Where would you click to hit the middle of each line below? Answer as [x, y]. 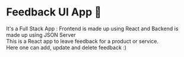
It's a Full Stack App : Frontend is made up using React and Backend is [92, 28]
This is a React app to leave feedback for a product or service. [83, 41]
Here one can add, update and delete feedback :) [66, 47]
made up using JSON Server [41, 34]
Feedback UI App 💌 [54, 12]
